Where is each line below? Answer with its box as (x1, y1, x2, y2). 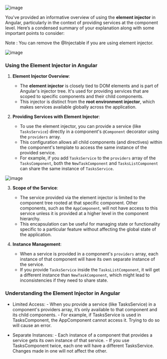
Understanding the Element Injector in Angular (5, 290, 121, 297)
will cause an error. (12, 322, 52, 328)
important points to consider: (5, 30, 65, 36)
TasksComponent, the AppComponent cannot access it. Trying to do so (12, 317, 160, 323)
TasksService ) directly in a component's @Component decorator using (19, 128, 160, 134)
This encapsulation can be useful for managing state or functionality (19, 221, 161, 227)
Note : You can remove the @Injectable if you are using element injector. (5, 40, 154, 46)
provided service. (19, 150, 56, 156)
